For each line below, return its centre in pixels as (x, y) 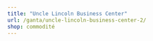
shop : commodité (31, 26)
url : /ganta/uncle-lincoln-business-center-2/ (77, 20)
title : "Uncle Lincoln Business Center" (68, 14)
